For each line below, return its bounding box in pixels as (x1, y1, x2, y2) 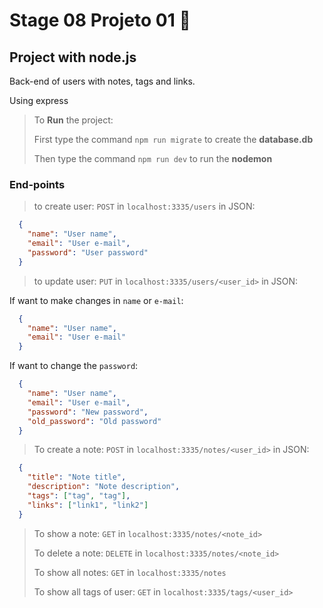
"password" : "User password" (27, 247, 149, 258)
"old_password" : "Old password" (27, 416, 162, 426)
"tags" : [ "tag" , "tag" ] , (27, 491, 131, 501)
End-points (9, 177, 66, 191)
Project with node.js (9, 49, 137, 66)
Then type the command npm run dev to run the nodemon (33, 153, 273, 164)
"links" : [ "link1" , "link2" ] (27, 500, 149, 510)
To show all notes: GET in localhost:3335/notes (33, 566, 227, 578)
